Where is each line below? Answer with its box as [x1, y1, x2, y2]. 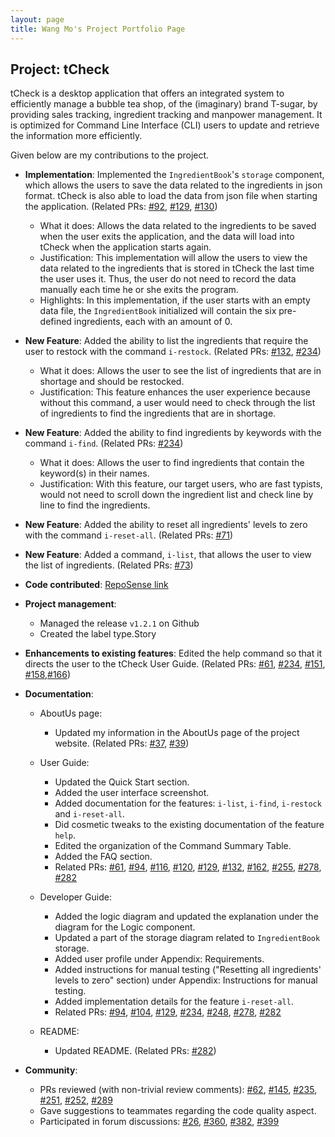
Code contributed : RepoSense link [24, 579, 169, 591]
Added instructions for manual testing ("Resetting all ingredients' [54, 964, 322, 976]
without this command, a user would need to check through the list [39, 397, 316, 409]
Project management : [24, 598, 117, 610]
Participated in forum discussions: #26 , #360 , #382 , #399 [39, 1116, 280, 1128]
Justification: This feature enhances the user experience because [39, 386, 311, 398]
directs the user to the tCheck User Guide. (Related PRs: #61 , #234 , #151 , [24, 658, 326, 670]
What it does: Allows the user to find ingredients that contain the [39, 457, 305, 469]
